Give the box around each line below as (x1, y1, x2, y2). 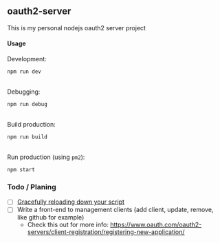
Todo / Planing (7, 182, 56, 191)
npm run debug (7, 101, 48, 108)
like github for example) (16, 213, 85, 222)
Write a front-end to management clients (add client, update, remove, (16, 206, 214, 214)
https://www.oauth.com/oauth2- (109, 220, 202, 229)
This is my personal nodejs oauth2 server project (7, 23, 146, 32)
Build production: (7, 120, 56, 129)
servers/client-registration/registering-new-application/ (27, 228, 185, 236)
